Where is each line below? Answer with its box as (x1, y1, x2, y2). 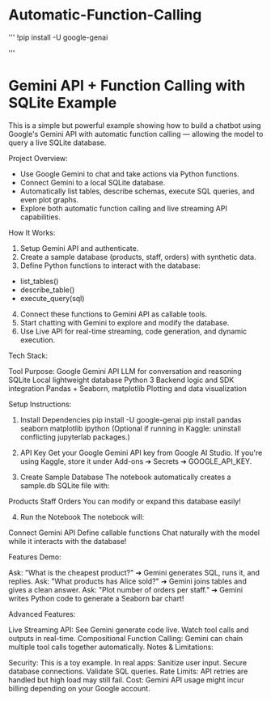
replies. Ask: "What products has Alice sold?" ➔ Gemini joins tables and (8, 576, 247, 586)
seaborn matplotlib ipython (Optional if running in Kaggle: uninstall (19, 423, 241, 433)
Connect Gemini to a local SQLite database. (19, 177, 166, 187)
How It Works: (8, 227, 56, 237)
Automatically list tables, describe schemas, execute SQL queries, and (19, 186, 255, 196)
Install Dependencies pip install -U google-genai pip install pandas (19, 414, 242, 424)
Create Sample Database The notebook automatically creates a (19, 472, 231, 482)
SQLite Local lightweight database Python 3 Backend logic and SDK (8, 375, 235, 384)
